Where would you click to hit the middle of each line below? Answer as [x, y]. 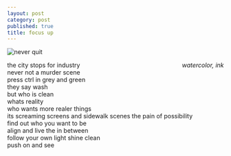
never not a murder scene [44, 73]
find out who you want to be [47, 123]
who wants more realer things [49, 109]
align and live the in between [48, 131]
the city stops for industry [44, 65]
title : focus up [30, 32]
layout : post [26, 13]
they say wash [27, 87]
